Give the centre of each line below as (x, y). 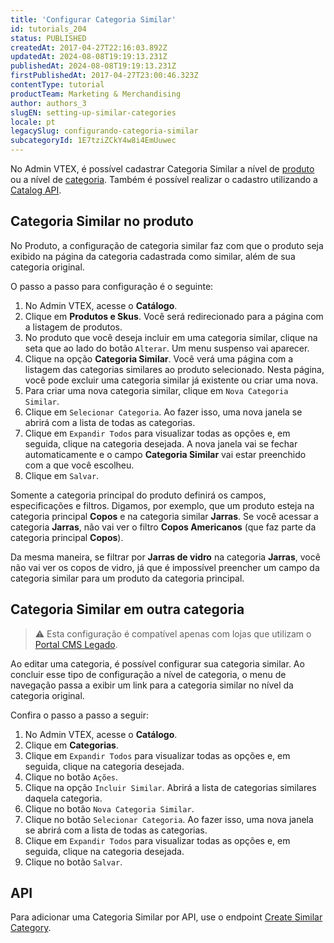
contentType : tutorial (57, 85)
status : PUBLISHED (48, 38)
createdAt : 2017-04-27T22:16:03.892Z (89, 47)
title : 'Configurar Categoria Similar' (93, 19)
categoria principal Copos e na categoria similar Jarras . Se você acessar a (164, 516)
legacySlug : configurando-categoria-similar (104, 131)
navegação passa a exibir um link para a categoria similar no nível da (152, 685)
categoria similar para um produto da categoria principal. (127, 578)
